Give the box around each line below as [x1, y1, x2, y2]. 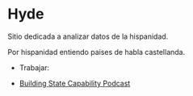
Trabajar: [19, 62, 50, 73]
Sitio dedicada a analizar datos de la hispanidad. [7, 31, 169, 41]
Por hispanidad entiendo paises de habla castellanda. [7, 47, 186, 56]
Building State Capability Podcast [19, 78, 131, 88]
